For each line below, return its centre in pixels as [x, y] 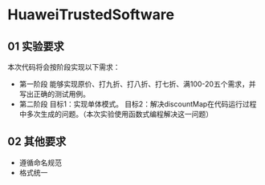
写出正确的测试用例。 [54, 94]
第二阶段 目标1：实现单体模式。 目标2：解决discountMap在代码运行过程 [138, 104]
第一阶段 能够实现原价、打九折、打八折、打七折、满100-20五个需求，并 [137, 84]
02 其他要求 [37, 142]
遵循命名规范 [40, 163]
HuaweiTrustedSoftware [91, 15]
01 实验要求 [36, 46]
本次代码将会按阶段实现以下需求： [64, 67]
